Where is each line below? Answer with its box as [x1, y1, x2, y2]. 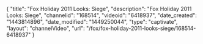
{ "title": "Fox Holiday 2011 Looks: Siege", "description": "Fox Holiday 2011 [6, 5, 192, 12]
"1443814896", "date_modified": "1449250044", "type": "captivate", [6, 18, 178, 25]
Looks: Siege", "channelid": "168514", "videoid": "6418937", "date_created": [6, 12, 197, 19]
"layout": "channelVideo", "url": [6, 24, 86, 32]
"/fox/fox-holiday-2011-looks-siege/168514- [86, 24, 196, 32]
